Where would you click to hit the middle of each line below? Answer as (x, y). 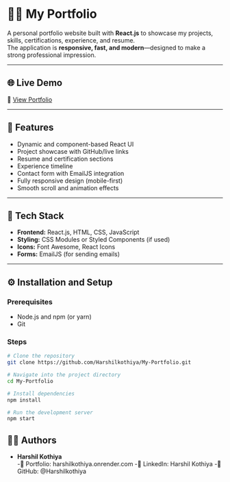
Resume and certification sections (65, 159)
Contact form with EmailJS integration (71, 173)
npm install (24, 400)
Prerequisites (30, 301)
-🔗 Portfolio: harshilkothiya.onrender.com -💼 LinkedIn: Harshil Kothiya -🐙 (119, 464)
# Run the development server (50, 412)
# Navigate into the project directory (64, 375)
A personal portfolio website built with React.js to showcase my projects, (110, 33)
